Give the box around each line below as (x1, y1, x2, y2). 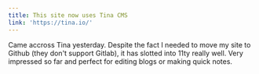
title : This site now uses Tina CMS (8, 11, 128, 19)
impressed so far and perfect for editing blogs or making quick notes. (8, 56, 233, 66)
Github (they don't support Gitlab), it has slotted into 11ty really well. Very (8, 48, 243, 58)
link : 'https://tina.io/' (8, 19, 93, 26)
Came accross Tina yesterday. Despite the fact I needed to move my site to (8, 40, 251, 49)
